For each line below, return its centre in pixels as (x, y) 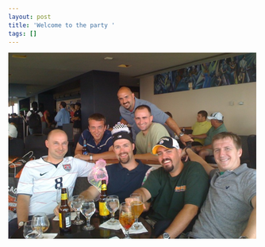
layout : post (30, 17)
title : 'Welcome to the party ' (61, 25)
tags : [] (23, 33)
